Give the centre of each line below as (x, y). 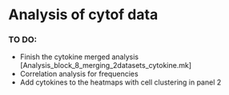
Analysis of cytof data (83, 15)
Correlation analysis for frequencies (79, 74)
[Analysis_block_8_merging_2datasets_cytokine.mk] (106, 65)
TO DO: (23, 40)
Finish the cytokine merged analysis (79, 57)
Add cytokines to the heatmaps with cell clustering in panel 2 (121, 82)
